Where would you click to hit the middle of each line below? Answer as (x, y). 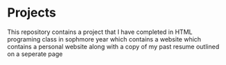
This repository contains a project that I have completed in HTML (100, 32)
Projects (32, 13)
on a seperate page (35, 54)
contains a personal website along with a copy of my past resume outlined (113, 46)
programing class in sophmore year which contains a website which (104, 39)
